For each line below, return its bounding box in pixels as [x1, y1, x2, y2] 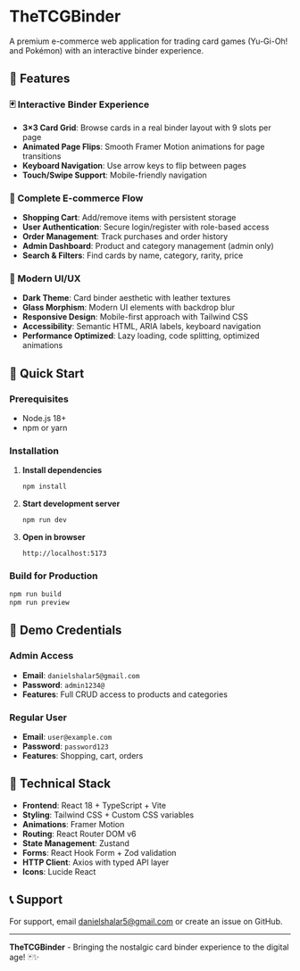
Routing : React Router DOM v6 [21, 828, 137, 839]
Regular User [9, 711, 67, 724]
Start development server [21, 498, 121, 510]
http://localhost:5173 [21, 549, 107, 558]
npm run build [9, 590, 62, 599]
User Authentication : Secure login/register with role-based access [21, 221, 270, 232]
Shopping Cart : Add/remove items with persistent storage [21, 212, 237, 222]
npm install [21, 482, 67, 492]
